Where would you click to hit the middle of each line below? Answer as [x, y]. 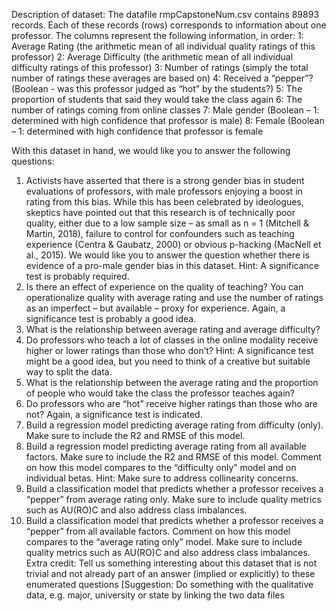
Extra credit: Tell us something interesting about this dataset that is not [171, 563]
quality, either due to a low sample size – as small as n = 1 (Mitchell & [167, 223]
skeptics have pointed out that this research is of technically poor [160, 212]
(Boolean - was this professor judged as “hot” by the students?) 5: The [157, 88]
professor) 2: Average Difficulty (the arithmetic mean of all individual [152, 57]
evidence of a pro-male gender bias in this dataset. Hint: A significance [172, 265]
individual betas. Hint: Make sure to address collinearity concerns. [162, 478]
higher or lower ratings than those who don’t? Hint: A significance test [169, 350]
